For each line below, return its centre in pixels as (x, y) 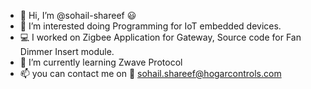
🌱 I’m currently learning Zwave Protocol (101, 62)
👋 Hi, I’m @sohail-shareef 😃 (78, 15)
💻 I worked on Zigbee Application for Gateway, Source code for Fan (160, 37)
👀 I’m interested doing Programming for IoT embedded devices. (150, 26)
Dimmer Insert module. (67, 51)
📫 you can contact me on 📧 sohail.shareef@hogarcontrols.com (150, 73)
